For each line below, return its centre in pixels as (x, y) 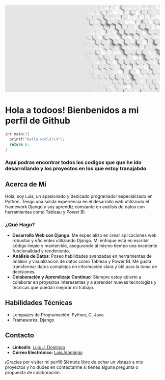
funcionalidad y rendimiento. (41, 251)
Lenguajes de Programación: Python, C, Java (58, 315)
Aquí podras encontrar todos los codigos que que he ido (73, 162)
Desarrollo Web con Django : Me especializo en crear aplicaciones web (84, 235)
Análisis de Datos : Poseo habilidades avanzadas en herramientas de (82, 256)
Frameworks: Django (33, 320)
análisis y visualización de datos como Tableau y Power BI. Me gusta (82, 261)
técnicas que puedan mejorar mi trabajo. (53, 287)
